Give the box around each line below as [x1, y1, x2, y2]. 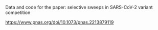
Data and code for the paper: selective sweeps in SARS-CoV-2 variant [5, 4, 153, 10]
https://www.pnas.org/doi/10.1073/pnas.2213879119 [5, 19, 114, 25]
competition [5, 9, 31, 15]
